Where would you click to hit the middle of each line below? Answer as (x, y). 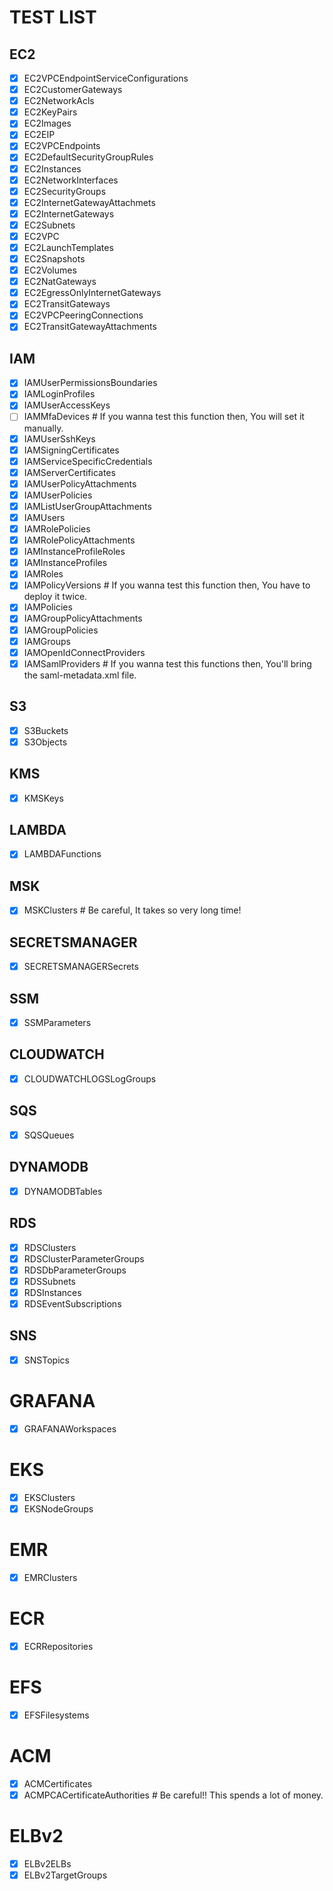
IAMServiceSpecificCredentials (88, 461)
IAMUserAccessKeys (67, 405)
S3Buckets (46, 730)
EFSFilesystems (56, 1715)
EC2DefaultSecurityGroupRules (88, 157)
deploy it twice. (55, 597)
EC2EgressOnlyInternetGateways (92, 293)
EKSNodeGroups (58, 1508)
